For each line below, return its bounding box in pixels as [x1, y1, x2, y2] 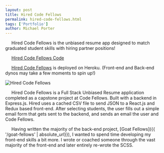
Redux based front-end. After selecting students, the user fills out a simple [5, 106, 159, 112]
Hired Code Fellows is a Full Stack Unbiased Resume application [11, 90, 144, 96]
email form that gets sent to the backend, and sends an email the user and [5, 111, 159, 117]
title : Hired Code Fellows [5, 12, 62, 17]
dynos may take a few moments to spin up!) [5, 70, 96, 76]
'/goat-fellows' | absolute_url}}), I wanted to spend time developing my [5, 131, 151, 137]
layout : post [5, 7, 33, 13]
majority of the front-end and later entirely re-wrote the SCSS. [5, 142, 134, 148]
